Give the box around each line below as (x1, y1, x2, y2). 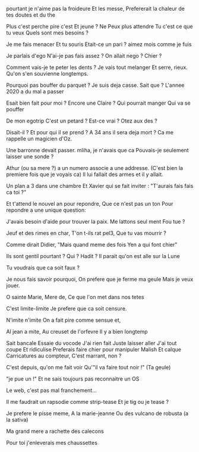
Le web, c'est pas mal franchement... (6, 387, 97, 394)
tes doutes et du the (6, 11, 55, 18)
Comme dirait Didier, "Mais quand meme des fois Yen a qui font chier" (6, 241, 178, 248)
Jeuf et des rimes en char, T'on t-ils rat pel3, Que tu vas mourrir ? (6, 230, 166, 237)
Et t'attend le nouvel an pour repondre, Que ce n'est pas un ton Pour (6, 200, 173, 207)
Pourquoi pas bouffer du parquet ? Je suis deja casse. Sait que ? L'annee (6, 81, 185, 89)
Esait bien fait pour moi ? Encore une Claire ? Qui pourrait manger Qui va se (6, 99, 191, 106)
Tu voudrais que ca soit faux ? (6, 264, 80, 271)
